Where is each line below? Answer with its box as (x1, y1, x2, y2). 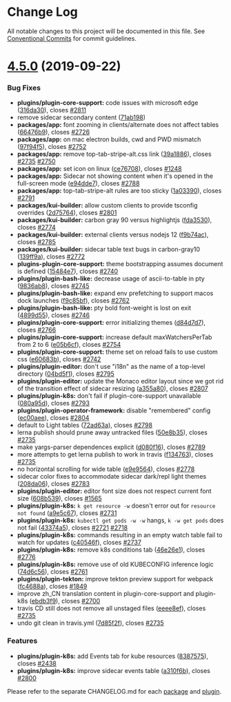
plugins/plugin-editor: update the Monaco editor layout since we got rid (17, 377, 224, 385)
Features (7, 636, 38, 645)
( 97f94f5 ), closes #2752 (17, 143, 87, 151)
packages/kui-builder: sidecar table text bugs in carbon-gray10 (17, 245, 201, 254)
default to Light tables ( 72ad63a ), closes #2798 (17, 421, 153, 430)
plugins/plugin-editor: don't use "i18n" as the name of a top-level (17, 363, 205, 371)
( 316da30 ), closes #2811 (17, 106, 87, 114)
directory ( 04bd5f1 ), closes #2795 (17, 370, 115, 378)
